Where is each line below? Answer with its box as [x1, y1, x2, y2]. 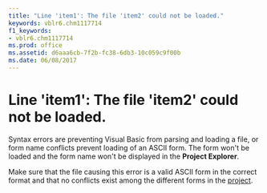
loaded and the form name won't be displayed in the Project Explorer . [8, 151, 240, 161]
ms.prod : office [8, 42, 63, 50]
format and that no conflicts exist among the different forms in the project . [8, 175, 253, 185]
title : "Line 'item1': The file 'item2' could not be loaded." [8, 11, 225, 20]
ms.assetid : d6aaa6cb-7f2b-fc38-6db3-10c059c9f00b [8, 49, 181, 57]
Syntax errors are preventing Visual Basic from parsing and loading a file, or [8, 134, 259, 144]
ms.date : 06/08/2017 [8, 57, 78, 65]
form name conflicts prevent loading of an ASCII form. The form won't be [8, 143, 250, 152]
